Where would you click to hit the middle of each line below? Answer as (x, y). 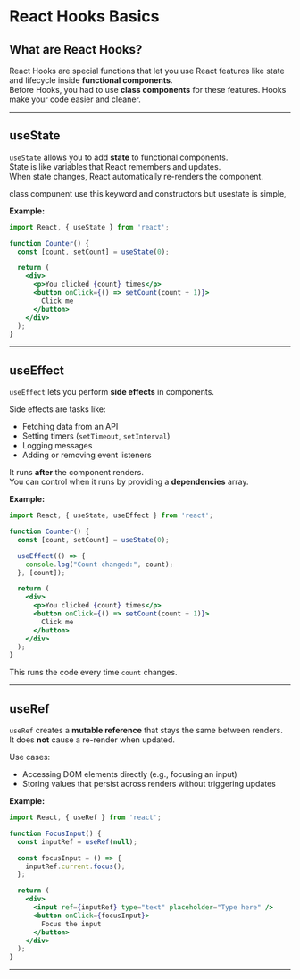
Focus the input (71, 924)
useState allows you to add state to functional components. (119, 157)
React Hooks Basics (84, 17)
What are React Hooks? (76, 50)
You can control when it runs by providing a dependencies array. (129, 482)
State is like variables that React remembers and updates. (115, 166)
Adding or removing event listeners (87, 455)
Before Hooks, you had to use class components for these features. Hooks (148, 90)
